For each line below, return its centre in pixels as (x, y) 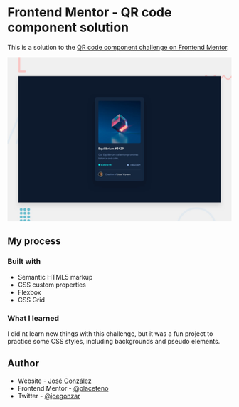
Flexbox (29, 292)
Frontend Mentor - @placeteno (63, 388)
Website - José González (54, 381)
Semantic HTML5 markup (55, 277)
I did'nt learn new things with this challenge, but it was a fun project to (110, 334)
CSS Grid (31, 300)
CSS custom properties (52, 285)
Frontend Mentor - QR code (90, 12)
